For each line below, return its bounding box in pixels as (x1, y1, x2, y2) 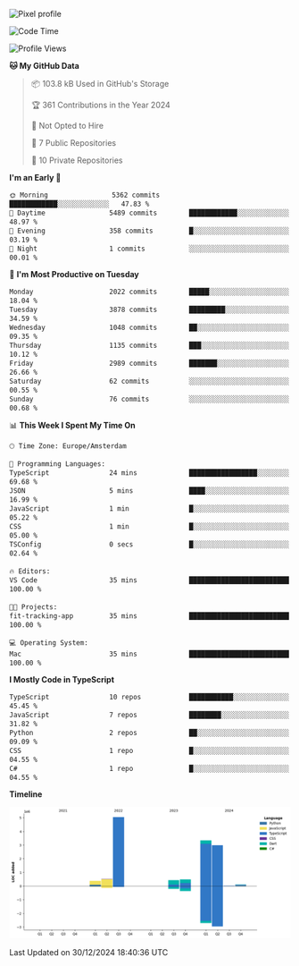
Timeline (9, 789, 43, 800)
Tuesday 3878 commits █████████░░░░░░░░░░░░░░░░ (9, 305, 290, 314)
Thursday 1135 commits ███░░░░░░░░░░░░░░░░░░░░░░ (9, 341, 290, 350)
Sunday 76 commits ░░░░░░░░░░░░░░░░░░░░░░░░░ (9, 394, 290, 403)
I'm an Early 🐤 (9, 173, 62, 182)
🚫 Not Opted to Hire (30, 121, 104, 131)
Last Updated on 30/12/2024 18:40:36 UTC (9, 947, 169, 958)
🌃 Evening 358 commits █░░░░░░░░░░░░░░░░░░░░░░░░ (9, 226, 290, 235)
